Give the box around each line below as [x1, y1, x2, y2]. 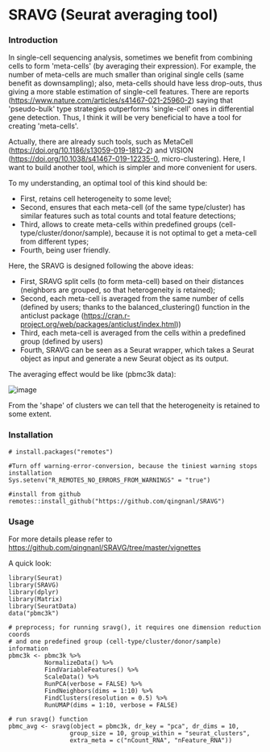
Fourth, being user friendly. [19, 245, 111, 255]
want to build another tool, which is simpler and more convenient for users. [8, 163, 257, 173]
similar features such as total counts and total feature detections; [19, 211, 236, 221]
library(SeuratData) [8, 603, 78, 611]
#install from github [8, 490, 81, 498]
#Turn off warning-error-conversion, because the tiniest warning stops [8, 462, 258, 470]
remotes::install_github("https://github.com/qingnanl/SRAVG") [8, 497, 226, 505]
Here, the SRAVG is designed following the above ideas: [8, 261, 194, 271]
